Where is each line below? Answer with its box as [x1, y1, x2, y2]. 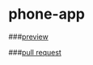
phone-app [8, 5, 86, 24]
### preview [8, 32, 49, 41]
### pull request [8, 47, 62, 57]
